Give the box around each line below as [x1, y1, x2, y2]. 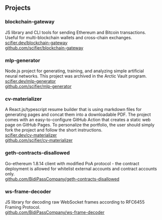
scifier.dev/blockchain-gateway [5, 40, 68, 46]
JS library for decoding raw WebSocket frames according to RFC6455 [5, 199, 145, 205]
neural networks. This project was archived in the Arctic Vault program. [5, 73, 147, 79]
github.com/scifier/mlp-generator [5, 83, 72, 89]
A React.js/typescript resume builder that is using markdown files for [5, 107, 142, 112]
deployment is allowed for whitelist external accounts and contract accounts [5, 166, 157, 172]
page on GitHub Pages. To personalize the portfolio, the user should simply [5, 122, 155, 128]
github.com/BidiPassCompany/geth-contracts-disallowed [5, 176, 119, 182]
